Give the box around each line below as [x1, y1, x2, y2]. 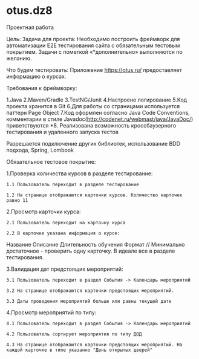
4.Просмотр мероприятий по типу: [6, 309, 97, 316]
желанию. [6, 54, 32, 62]
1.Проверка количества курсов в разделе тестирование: [6, 170, 153, 177]
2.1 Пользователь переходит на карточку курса [6, 219, 126, 225]
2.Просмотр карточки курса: [6, 208, 81, 215]
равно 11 [6, 197, 28, 203]
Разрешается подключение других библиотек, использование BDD [6, 140, 180, 147]
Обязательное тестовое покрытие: [6, 158, 96, 165]
